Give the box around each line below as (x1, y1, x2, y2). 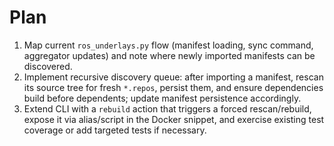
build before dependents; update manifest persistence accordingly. (23, 92, 302, 104)
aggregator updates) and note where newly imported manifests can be (23, 49, 316, 61)
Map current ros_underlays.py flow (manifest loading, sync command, (23, 39, 314, 51)
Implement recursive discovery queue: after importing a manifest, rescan (23, 71, 324, 83)
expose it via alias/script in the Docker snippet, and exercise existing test (23, 113, 325, 125)
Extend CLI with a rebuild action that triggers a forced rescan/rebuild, (23, 102, 312, 115)
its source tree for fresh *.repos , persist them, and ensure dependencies (23, 81, 324, 93)
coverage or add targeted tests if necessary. (23, 124, 207, 136)
